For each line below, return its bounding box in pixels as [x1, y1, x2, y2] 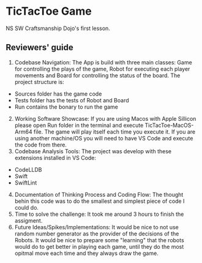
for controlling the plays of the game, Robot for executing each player [14, 65, 190, 72]
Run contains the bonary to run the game [14, 103, 119, 110]
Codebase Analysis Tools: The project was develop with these [14, 147, 172, 154]
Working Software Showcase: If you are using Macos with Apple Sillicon [14, 115, 196, 122]
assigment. [14, 216, 43, 224]
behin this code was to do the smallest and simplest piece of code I [14, 197, 185, 205]
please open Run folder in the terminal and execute [14, 121, 144, 129]
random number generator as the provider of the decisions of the [14, 230, 179, 237]
